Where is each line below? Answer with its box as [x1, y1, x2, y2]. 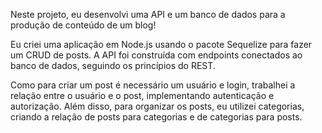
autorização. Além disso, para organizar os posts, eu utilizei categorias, [10, 100, 305, 112]
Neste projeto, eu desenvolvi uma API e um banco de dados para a [10, 9, 286, 20]
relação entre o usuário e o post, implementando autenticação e [10, 90, 275, 101]
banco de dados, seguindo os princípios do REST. [10, 60, 216, 71]
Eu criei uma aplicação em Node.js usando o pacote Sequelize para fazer [10, 39, 313, 50]
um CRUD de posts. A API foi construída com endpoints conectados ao [10, 49, 303, 61]
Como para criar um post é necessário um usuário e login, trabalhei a [10, 79, 296, 91]
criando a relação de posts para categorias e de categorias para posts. [10, 111, 303, 123]
